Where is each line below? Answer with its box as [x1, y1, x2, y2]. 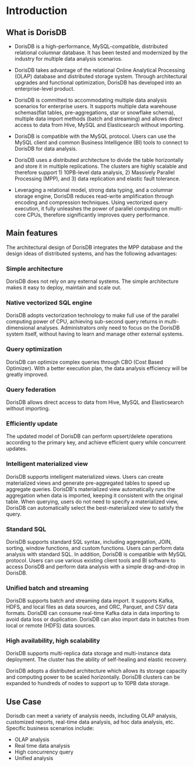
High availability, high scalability [6, 637, 100, 645]
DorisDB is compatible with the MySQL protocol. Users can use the [14, 133, 176, 140]
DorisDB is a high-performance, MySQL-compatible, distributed [14, 43, 168, 50]
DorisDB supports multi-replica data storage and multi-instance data [6, 650, 171, 657]
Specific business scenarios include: [6, 725, 95, 732]
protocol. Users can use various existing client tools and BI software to [6, 557, 176, 564]
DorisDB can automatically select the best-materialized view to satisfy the [6, 504, 184, 511]
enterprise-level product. [14, 85, 75, 92]
